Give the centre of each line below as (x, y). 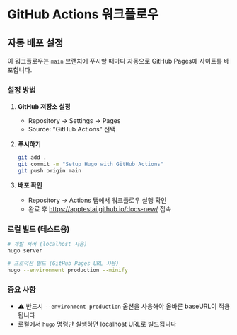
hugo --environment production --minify (68, 270)
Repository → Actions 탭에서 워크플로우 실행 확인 (97, 200)
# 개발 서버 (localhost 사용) (47, 245)
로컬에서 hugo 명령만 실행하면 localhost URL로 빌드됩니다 (97, 324)
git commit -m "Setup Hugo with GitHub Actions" (91, 164)
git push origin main (49, 171)
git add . (32, 158)
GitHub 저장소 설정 (44, 107)
